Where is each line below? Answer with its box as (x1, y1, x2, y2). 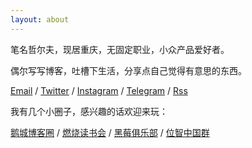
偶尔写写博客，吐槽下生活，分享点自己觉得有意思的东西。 (10, 64, 247, 76)
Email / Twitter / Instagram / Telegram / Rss (10, 84, 188, 96)
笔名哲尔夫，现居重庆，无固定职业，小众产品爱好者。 (10, 43, 230, 55)
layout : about (10, 14, 70, 25)
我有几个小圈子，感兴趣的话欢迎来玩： (10, 105, 168, 117)
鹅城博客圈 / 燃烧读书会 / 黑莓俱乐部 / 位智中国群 (10, 126, 210, 138)
